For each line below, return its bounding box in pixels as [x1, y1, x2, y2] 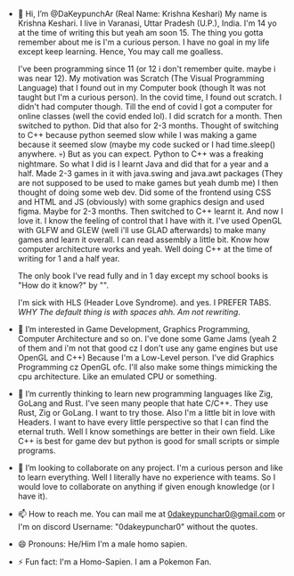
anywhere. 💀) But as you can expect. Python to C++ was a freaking [17, 149, 264, 159]
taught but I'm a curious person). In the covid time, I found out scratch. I [17, 92, 282, 102]
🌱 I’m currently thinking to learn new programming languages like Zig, [17, 388, 274, 399]
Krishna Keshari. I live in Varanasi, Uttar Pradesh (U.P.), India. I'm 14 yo [17, 18, 278, 28]
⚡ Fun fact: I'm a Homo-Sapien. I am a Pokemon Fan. [17, 556, 212, 567]
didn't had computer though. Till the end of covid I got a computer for [17, 101, 274, 111]
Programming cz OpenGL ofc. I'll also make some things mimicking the [17, 361, 278, 372]
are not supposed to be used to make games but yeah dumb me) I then [17, 178, 279, 188]
